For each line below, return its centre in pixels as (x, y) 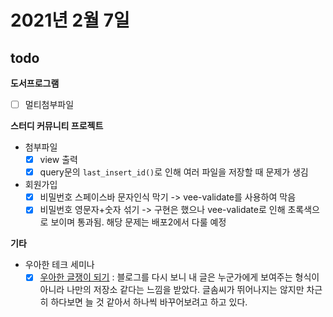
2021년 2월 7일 (70, 20)
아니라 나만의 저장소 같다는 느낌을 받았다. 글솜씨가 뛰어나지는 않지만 (172, 290)
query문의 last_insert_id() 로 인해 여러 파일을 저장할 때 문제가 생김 (174, 172)
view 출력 (58, 160)
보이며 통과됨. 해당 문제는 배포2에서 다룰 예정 (138, 222)
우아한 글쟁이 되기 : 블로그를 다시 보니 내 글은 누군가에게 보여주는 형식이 (179, 277)
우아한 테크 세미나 (59, 265)
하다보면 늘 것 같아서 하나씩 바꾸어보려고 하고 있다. (149, 302)
